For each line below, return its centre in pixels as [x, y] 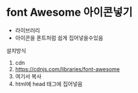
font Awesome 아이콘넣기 [69, 12]
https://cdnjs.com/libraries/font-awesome [67, 69]
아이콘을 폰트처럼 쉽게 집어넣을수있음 [59, 37]
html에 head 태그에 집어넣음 [49, 84]
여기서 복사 [28, 76]
